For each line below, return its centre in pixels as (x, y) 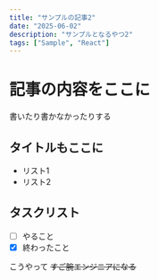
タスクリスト (45, 213)
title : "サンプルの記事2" (53, 17)
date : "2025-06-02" (46, 26)
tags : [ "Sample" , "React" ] (59, 43)
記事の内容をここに (80, 90)
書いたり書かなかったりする (60, 117)
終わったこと (46, 247)
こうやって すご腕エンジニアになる (73, 267)
